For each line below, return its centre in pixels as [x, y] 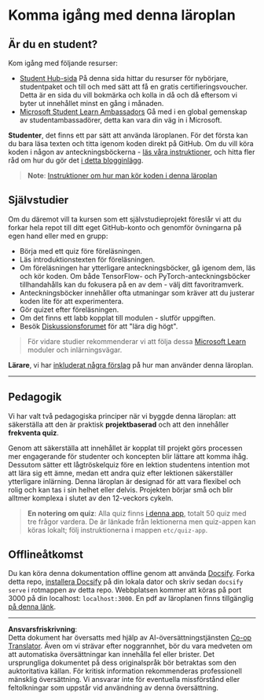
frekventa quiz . [33, 432]
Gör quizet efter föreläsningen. [69, 310]
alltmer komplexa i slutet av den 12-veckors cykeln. [91, 498]
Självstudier [38, 200]
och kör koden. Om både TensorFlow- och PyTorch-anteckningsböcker [135, 276]
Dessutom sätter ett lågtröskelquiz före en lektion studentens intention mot [129, 464]
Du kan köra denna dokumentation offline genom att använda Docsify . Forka [132, 574]
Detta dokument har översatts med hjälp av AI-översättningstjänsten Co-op [130, 638]
